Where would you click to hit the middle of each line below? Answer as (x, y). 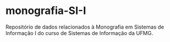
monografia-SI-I (46, 11)
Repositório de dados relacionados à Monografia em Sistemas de (85, 27)
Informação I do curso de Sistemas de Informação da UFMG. (79, 33)
